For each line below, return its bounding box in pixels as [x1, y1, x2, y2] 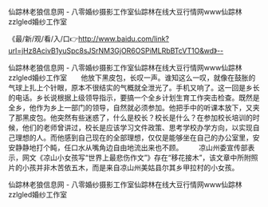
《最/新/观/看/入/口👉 [8, 34, 79, 43]
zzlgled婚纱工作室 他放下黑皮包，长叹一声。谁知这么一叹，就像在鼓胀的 [8, 73, 256, 82]
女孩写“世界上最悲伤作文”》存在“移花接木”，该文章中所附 [63, 153, 251, 162]
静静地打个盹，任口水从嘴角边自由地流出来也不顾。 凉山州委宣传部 [14, 143, 248, 152]
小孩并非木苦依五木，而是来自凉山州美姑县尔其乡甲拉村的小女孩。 [22, 163, 239, 172]
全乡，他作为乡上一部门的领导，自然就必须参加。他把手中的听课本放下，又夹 [8, 103, 260, 112]
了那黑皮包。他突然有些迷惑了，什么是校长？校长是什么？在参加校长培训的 [8, 113, 253, 122]
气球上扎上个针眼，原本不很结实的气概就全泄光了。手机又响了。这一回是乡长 [8, 83, 260, 92]
